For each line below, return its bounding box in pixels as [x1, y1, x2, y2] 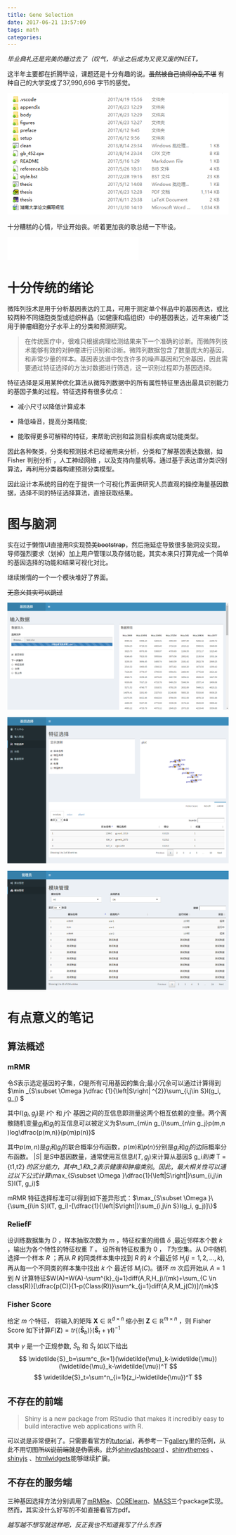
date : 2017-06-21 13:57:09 [7, 18, 86, 26]
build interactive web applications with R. [24, 1422, 144, 1431]
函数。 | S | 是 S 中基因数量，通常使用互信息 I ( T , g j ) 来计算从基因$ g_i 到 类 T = [13, 1152, 226, 1163]
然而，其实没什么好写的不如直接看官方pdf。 [7, 1505, 135, 1514]
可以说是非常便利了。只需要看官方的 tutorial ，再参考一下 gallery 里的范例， [7, 1436, 220, 1445]
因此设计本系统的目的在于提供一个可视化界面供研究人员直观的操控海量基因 [7, 480, 223, 488]
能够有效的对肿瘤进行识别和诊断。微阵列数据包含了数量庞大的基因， [30, 346, 228, 355]
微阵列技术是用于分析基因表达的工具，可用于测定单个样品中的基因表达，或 [7, 304, 223, 313]
